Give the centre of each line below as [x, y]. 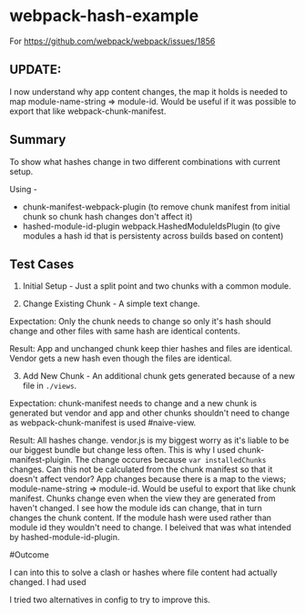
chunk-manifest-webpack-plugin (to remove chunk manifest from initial [156, 207]
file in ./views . [50, 386]
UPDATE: [36, 70]
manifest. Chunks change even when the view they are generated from [142, 498]
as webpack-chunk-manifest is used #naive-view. [103, 423]
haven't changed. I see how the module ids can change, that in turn [136, 508]
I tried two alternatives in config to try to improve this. [110, 600]
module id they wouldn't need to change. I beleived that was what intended [150, 527]
